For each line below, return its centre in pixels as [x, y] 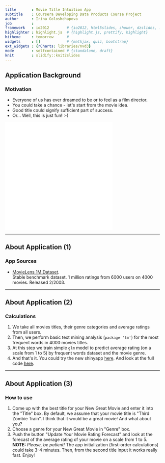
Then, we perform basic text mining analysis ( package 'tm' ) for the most [85, 337]
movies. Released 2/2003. [39, 282]
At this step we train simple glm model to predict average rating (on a [82, 348]
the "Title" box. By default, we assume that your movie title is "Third [81, 413]
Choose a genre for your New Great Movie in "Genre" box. [71, 429]
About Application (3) [39, 383]
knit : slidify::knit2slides [42, 55]
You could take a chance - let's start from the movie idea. [70, 105]
